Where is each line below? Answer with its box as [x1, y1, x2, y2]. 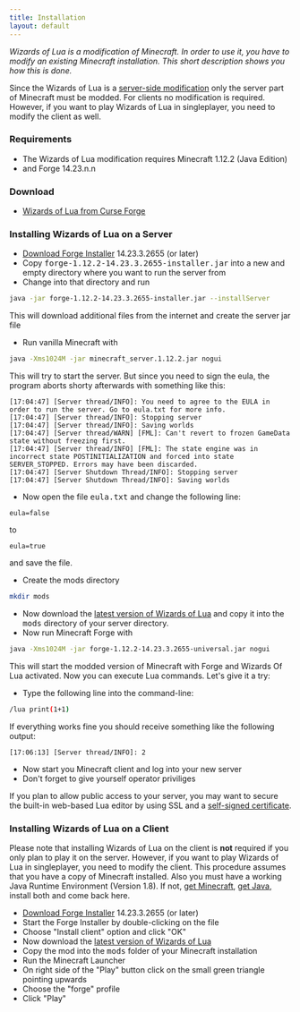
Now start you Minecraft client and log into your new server [21, 763, 243, 774]
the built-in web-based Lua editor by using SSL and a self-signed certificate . [9, 800, 292, 811]
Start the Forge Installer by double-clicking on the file [21, 917, 219, 928]
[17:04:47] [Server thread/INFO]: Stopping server [9, 413, 202, 422]
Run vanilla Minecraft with [21, 337, 118, 348]
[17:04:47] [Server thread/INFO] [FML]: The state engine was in [9, 445, 258, 454]
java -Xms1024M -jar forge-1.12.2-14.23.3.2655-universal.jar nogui [9, 645, 270, 654]
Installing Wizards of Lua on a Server [9, 228, 173, 241]
